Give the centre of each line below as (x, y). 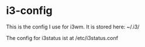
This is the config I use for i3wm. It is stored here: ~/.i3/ (73, 27)
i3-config (29, 11)
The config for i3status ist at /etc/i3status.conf (62, 38)
